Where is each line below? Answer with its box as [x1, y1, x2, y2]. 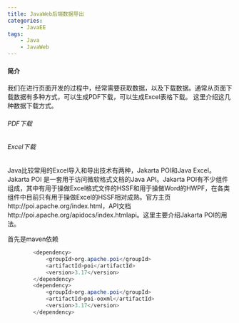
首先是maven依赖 [7, 235, 59, 243]
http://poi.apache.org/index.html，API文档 [7, 202, 132, 210]
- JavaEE [20, 24, 46, 31]
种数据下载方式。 [7, 101, 58, 111]
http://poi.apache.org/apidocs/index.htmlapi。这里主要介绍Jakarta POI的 [7, 211, 221, 220]
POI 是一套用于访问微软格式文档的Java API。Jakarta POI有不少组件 [31, 175, 229, 184]
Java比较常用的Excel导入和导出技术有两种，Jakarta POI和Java [7, 166, 192, 175]
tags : [7, 30, 24, 38]
